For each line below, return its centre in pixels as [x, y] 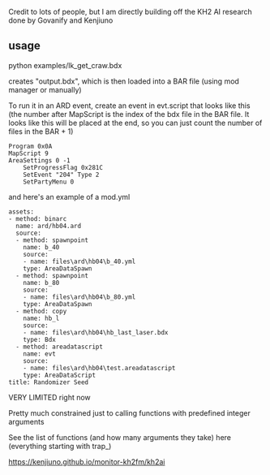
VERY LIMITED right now [49, 397]
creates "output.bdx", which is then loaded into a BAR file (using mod [124, 81]
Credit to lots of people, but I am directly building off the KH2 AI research [131, 12]
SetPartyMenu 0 [49, 182]
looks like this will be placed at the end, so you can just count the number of [135, 123]
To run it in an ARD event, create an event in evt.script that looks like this [129, 106]
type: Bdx [40, 339]
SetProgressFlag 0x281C [63, 167]
